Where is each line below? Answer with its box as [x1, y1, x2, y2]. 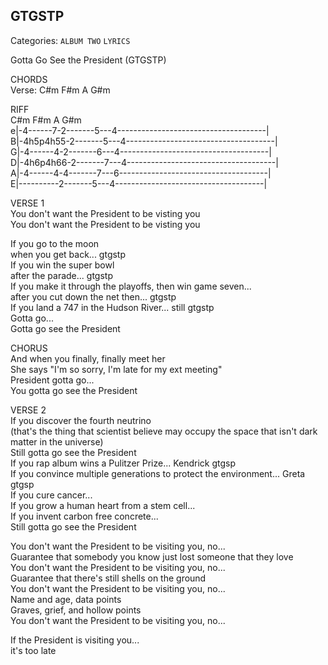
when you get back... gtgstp [10, 248, 127, 260]
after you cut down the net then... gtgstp [10, 290, 177, 303]
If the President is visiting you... [10, 634, 140, 646]
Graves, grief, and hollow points [10, 604, 142, 616]
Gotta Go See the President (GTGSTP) [10, 54, 167, 66]
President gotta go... [10, 374, 95, 386]
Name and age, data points [10, 593, 122, 605]
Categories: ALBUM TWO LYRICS [10, 34, 131, 46]
